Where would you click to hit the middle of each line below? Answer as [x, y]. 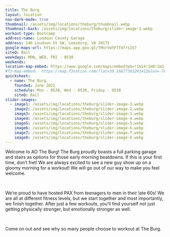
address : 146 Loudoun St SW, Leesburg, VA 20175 [57, 43]
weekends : [16, 62]
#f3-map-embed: [21, 72]
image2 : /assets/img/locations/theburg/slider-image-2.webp [79, 109]
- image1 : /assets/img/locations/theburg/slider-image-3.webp [77, 105]
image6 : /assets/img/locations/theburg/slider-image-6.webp [79, 128]
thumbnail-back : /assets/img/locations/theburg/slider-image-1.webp [79, 29]
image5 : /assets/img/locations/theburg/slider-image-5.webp [79, 123]
